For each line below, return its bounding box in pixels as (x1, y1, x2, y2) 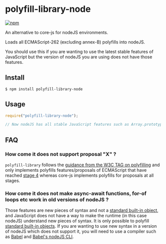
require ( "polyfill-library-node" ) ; (5, 113, 79, 118)
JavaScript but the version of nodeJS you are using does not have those (5, 53, 152, 60)
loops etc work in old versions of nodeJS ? (5, 196, 109, 203)
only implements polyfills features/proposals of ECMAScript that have (5, 167, 147, 173)
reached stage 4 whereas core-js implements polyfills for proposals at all (5, 172, 154, 178)
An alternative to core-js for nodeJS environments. (5, 29, 109, 35)
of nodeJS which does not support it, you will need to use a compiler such (5, 229, 157, 235)
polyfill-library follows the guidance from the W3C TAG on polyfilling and (5, 162, 160, 168)
